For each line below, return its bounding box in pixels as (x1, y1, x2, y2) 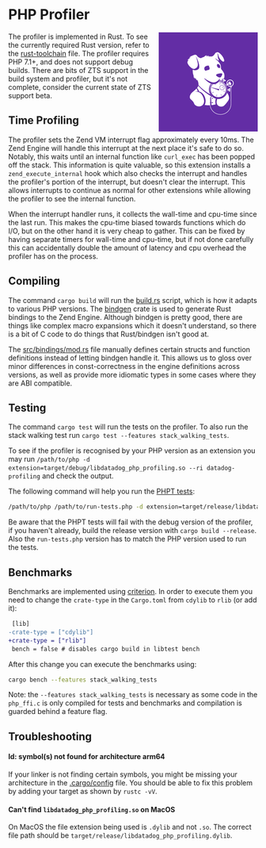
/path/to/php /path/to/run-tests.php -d (8, 503, 144, 511)
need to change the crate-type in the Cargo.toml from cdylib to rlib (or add (8, 595, 257, 604)
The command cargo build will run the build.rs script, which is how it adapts (8, 295, 257, 305)
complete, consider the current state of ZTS (8, 82, 152, 92)
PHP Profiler (8, 6, 90, 24)
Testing (8, 401, 47, 414)
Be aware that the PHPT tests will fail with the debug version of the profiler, (8, 517, 253, 527)
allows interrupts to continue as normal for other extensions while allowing (8, 185, 251, 195)
